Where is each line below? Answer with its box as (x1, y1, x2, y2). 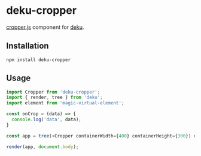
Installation (6, 41, 49, 51)
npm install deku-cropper (6, 56, 71, 63)
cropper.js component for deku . (6, 23, 84, 31)
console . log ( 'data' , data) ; (11, 116, 82, 123)
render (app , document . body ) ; (6, 143, 79, 150)
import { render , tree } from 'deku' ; (6, 94, 103, 101)
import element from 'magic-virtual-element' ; (6, 100, 124, 106)
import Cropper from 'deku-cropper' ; (6, 89, 100, 95)
